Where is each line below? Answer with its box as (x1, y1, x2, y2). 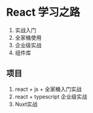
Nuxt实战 (14, 100, 38, 108)
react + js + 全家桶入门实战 (14, 85, 82, 93)
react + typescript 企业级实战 (14, 93, 88, 100)
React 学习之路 (6, 5, 80, 19)
